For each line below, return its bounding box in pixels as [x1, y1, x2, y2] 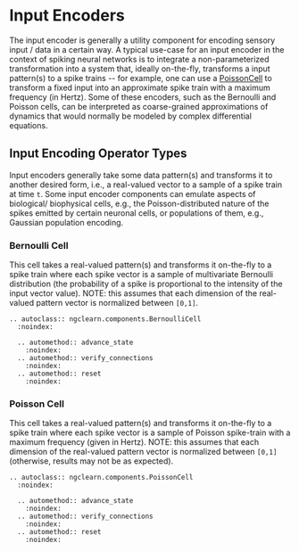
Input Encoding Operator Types [9, 146, 187, 161]
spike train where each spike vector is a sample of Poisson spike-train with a [9, 427, 291, 438]
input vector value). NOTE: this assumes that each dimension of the [9, 288, 257, 299]
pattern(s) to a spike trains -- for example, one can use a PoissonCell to [9, 72, 272, 83]
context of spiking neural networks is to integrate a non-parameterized [9, 53, 270, 64]
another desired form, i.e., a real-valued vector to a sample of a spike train [9, 179, 283, 190]
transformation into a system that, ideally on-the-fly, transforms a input [9, 63, 270, 74]
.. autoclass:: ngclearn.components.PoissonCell [9, 473, 194, 482]
